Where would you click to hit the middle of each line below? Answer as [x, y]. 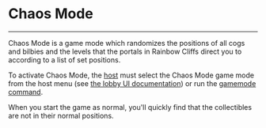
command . [26, 92]
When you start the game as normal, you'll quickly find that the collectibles [130, 107]
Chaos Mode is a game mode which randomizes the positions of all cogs [127, 43]
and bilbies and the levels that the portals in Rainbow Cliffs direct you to [125, 51]
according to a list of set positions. [65, 59]
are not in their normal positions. [61, 115]
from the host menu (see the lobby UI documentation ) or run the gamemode [132, 83]
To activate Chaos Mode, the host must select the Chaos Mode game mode [131, 75]
